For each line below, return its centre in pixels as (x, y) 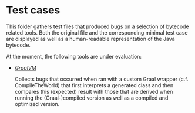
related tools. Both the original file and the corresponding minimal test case (97, 32)
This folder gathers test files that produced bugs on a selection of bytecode (97, 26)
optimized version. (37, 104)
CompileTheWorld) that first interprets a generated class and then (94, 85)
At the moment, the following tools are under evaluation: (74, 56)
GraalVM (26, 67)
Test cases (33, 10)
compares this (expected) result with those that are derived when (94, 91)
